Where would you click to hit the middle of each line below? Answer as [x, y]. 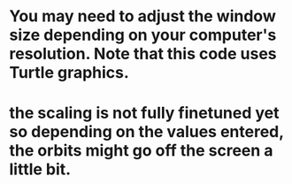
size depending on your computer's [143, 35]
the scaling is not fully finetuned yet [145, 113]
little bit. [40, 169]
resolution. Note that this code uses [143, 54]
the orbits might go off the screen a [141, 151]
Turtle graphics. [69, 73]
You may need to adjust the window [142, 16]
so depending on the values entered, [146, 132]
